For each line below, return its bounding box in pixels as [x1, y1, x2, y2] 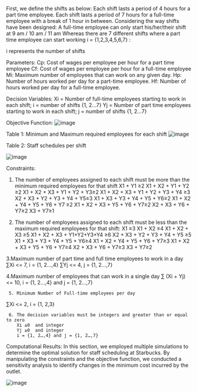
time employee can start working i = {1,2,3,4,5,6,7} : [6, 36, 131, 43]
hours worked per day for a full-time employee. [6, 84, 121, 91]
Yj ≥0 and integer [16, 327, 65, 333]
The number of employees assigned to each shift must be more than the [14, 176, 190, 183]
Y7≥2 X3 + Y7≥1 [14, 207, 55, 214]
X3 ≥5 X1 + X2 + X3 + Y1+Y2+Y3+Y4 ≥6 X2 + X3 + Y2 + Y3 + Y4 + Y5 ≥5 [14, 232, 192, 238]
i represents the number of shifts [6, 48, 85, 55]
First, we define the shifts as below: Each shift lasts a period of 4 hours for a [6, 5, 191, 12]
